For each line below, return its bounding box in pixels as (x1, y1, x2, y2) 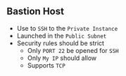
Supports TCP (27, 61, 66, 69)
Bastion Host (6, 6, 65, 17)
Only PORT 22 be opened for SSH (27, 46, 119, 54)
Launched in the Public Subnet (16, 31, 107, 40)
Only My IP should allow (27, 54, 97, 62)
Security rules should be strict (16, 38, 105, 47)
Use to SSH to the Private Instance (16, 24, 118, 32)
